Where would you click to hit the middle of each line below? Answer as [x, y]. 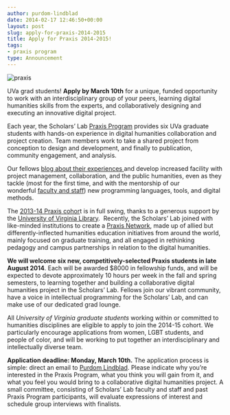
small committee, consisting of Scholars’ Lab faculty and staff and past [107, 389]
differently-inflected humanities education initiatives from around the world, [114, 233]
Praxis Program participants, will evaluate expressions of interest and [105, 396]
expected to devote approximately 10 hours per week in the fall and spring [112, 275]
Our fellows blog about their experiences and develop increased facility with [115, 168]
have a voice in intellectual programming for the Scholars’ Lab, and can [107, 297]
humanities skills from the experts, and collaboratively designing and [104, 105]
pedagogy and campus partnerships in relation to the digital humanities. [109, 247]
